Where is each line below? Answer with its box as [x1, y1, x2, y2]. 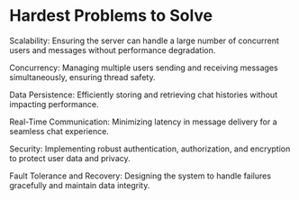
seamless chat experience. [9, 125, 110, 136]
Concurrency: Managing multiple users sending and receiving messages [9, 62, 278, 73]
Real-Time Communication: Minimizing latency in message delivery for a [9, 116, 277, 127]
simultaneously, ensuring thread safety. [9, 71, 156, 82]
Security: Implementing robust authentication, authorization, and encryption [9, 143, 291, 154]
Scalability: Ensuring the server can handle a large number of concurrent [9, 35, 279, 46]
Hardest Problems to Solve [9, 5, 213, 26]
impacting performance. [9, 98, 99, 109]
